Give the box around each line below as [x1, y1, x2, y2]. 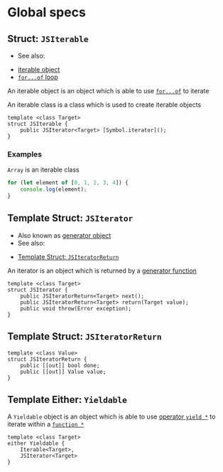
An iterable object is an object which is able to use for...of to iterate [7, 87, 210, 95]
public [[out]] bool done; [20, 362, 100, 369]
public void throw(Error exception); [20, 305, 132, 312]
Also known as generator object [17, 231, 111, 239]
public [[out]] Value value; [20, 368, 107, 375]
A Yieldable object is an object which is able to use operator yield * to [7, 412, 216, 421]
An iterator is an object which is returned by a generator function [7, 266, 197, 275]
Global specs [7, 4, 87, 21]
